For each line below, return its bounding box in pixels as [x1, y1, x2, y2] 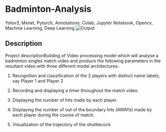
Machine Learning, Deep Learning [5, 25, 75, 31]
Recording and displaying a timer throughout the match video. [12, 88, 139, 93]
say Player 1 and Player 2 [12, 78, 63, 84]
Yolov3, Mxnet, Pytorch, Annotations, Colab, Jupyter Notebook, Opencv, [5, 20, 153, 26]
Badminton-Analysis [5, 3, 92, 15]
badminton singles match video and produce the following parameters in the [5, 58, 161, 64]
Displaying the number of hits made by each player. [12, 97, 118, 103]
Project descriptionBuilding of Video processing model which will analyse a [5, 52, 159, 58]
